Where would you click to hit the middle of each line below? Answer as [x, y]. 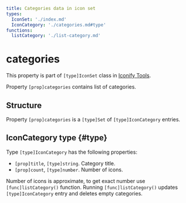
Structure [24, 105]
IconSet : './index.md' [39, 19]
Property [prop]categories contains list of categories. [71, 87]
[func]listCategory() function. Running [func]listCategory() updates [92, 187]
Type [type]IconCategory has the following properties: [72, 152]
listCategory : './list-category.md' [56, 36]
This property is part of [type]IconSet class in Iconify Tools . [79, 76]
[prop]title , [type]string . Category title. [65, 163]
